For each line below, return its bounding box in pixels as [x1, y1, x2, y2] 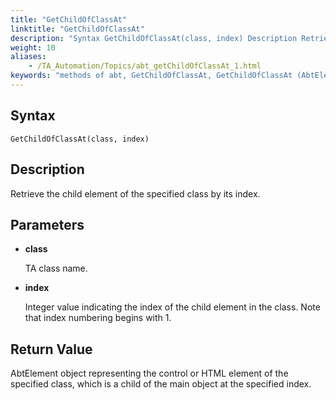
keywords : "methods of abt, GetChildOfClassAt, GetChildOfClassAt [10, 71, 293, 81]
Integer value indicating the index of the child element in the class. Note [24, 301, 321, 313]
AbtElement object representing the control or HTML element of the [10, 367, 289, 380]
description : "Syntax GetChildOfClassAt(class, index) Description [10, 33, 298, 43]
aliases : [10, 52, 47, 62]
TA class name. [24, 262, 88, 275]
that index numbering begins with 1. [24, 312, 172, 324]
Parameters [10, 216, 85, 233]
